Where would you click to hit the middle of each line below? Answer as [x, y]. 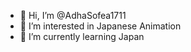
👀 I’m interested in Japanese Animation [100, 26]
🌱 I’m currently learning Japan [82, 36]
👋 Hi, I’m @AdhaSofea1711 [73, 15]
